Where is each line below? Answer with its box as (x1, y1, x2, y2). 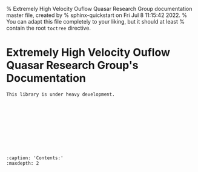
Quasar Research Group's (6, 59, 139, 72)
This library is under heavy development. (6, 91, 115, 98)
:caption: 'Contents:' (6, 154, 64, 161)
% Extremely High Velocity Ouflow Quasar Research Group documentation (6, 5, 193, 12)
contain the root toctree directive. (6, 24, 91, 31)
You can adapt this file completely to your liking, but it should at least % (6, 18, 185, 25)
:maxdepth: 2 (6, 160, 39, 166)
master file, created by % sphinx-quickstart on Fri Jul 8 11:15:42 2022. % (6, 12, 188, 19)
